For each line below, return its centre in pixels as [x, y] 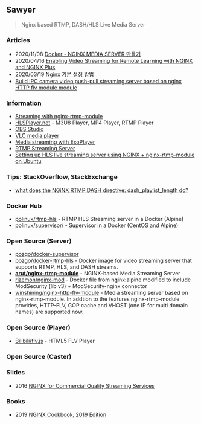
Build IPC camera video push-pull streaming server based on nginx [98, 82]
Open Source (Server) [39, 241]
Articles [18, 40]
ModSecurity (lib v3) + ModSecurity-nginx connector [81, 286]
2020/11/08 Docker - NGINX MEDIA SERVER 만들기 [78, 54]
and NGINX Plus [35, 67]
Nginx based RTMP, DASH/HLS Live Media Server [83, 24]
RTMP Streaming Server [45, 149]
